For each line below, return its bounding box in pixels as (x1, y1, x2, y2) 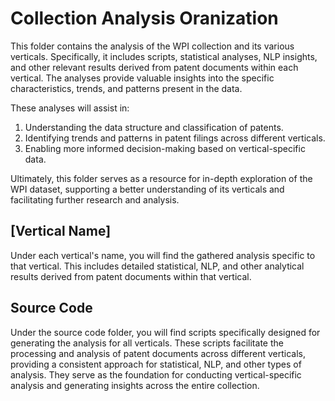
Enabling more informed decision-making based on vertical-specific (24, 142, 306, 154)
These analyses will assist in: (10, 102, 130, 114)
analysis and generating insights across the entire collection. (10, 379, 260, 391)
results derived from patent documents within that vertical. (10, 270, 252, 282)
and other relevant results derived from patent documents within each (10, 61, 299, 73)
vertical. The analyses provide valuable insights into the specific (10, 72, 275, 84)
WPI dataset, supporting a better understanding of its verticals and (10, 183, 285, 195)
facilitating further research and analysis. (10, 193, 180, 206)
